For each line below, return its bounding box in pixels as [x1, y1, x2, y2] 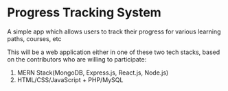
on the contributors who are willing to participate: [7, 55, 147, 63]
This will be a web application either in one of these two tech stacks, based [7, 48, 220, 56]
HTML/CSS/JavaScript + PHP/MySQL [16, 75, 124, 83]
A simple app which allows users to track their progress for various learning [7, 27, 221, 36]
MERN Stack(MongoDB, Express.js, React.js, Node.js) [16, 68, 169, 77]
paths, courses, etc [7, 34, 62, 42]
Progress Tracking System [7, 5, 161, 21]
